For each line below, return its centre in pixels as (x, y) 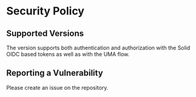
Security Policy (46, 11)
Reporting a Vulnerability (55, 73)
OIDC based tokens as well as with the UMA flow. (68, 54)
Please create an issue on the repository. (57, 87)
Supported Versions (45, 33)
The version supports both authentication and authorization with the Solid (98, 48)
